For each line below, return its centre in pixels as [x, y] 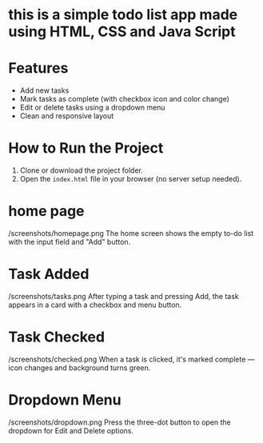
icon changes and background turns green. [80, 367]
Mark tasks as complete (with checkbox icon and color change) [125, 99]
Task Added [49, 274]
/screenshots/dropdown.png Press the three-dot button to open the [120, 422]
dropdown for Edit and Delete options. [71, 430]
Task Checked [57, 337]
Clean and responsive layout [67, 116]
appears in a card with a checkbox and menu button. [95, 305]
